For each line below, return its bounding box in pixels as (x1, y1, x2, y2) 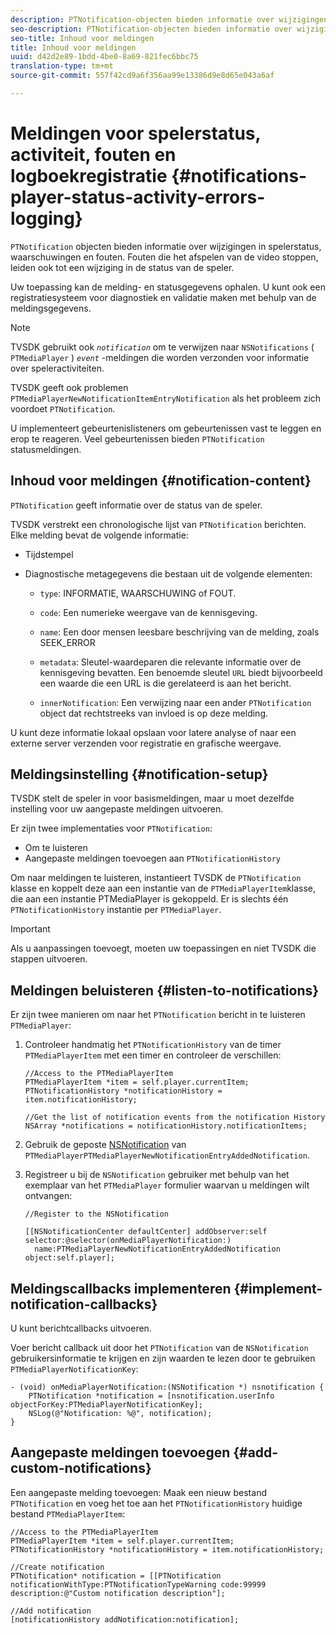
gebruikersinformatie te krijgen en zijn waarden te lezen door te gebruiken (10, 1352, 316, 1365)
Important (10, 923, 51, 935)
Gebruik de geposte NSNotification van (24, 1139, 187, 1151)
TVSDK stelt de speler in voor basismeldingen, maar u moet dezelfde (10, 792, 295, 805)
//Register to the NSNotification (24, 1209, 169, 1220)
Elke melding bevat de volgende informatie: (10, 529, 189, 541)
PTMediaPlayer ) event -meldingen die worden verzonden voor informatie (10, 351, 310, 363)
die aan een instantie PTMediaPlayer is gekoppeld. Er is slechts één (10, 893, 289, 905)
